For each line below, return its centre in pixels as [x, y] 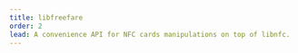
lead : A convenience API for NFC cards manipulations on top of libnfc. [150, 34]
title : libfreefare [46, 18]
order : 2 [26, 26]
